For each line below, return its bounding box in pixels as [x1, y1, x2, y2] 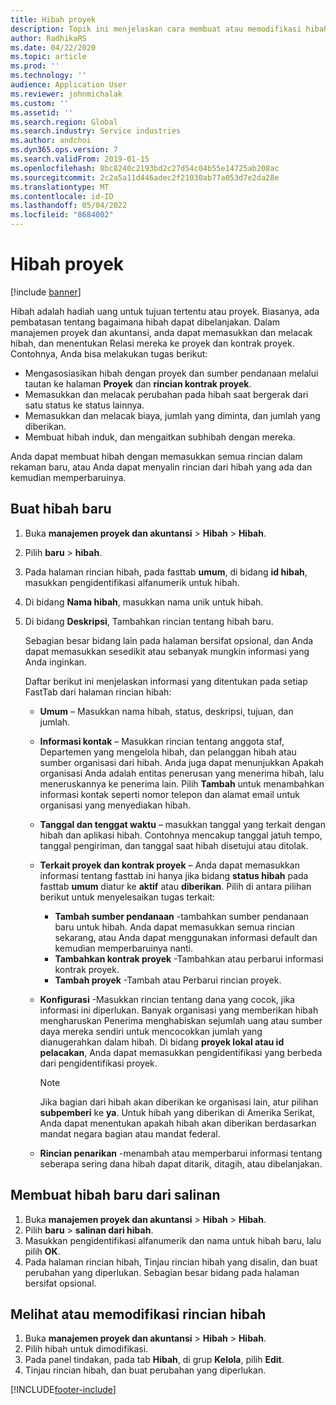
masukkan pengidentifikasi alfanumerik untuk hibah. [24, 576, 240, 588]
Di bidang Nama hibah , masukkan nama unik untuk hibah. [24, 596, 264, 608]
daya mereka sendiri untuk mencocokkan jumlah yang [39, 1025, 263, 1037]
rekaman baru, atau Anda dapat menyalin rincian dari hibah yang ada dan [10, 461, 313, 473]
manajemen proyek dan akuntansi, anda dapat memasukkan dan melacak [10, 326, 313, 338]
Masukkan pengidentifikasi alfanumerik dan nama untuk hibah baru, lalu [24, 1234, 322, 1246]
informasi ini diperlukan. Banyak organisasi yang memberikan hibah [39, 1004, 319, 1016]
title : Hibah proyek [10, 14, 97, 25]
